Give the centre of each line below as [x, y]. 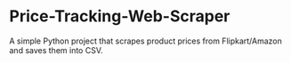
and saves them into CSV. [56, 50]
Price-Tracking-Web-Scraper [120, 16]
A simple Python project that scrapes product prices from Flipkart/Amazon [146, 41]
